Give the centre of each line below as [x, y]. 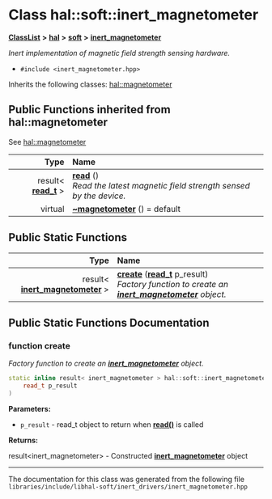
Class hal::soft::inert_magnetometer [134, 15]
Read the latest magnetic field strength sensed [161, 185]
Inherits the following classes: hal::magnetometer [90, 84]
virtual [52, 209]
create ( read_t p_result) [163, 274]
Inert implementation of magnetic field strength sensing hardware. [119, 53]
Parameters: [30, 408]
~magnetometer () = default [126, 209]
